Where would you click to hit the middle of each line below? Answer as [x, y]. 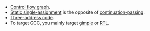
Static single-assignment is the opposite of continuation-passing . [78, 12]
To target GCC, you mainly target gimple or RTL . [59, 23]
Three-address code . [32, 18]
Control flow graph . [30, 7]
